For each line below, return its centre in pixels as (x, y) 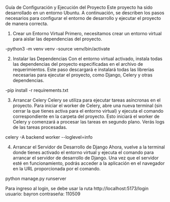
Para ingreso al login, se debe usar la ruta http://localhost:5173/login (77, 188)
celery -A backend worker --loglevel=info (49, 137)
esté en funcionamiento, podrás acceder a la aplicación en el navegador (89, 163)
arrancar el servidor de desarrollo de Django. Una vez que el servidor (86, 158)
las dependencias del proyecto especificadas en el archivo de (78, 64)
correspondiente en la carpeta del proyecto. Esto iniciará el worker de (86, 116)
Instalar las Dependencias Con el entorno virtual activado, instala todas (87, 59)
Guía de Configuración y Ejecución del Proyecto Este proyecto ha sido (79, 7)
